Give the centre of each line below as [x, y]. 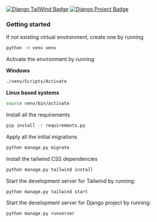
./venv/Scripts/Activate [36, 82]
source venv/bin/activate [38, 104]
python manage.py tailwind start [47, 191]
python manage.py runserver [41, 214]
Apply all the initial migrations [42, 137]
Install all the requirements [38, 114]
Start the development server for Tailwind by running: [71, 181]
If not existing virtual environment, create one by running [75, 37]
